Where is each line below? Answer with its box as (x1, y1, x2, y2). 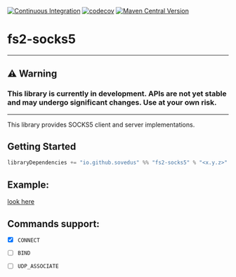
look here (7, 198, 35, 206)
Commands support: (7, 218, 100, 230)
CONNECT (17, 236, 40, 244)
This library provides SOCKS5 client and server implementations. (7, 120, 195, 129)
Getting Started (7, 141, 77, 153)
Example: (7, 179, 49, 191)
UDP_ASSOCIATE (17, 263, 59, 270)
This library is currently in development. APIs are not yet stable (7, 89, 227, 98)
